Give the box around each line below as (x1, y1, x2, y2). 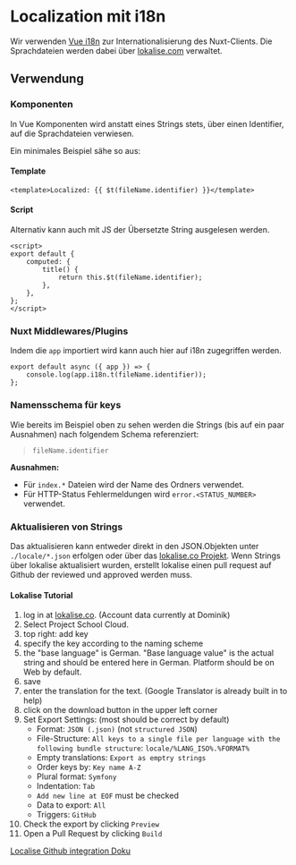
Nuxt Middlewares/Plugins (10, 325, 129, 337)
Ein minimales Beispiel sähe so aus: (10, 145, 141, 156)
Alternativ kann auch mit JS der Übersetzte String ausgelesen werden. (10, 225, 270, 235)
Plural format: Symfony (36, 771, 117, 782)
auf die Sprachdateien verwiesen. (10, 128, 135, 139)
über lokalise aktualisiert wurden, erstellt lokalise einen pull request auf (10, 559, 272, 570)
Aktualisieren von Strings (10, 521, 123, 533)
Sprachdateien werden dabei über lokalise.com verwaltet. (10, 45, 223, 55)
